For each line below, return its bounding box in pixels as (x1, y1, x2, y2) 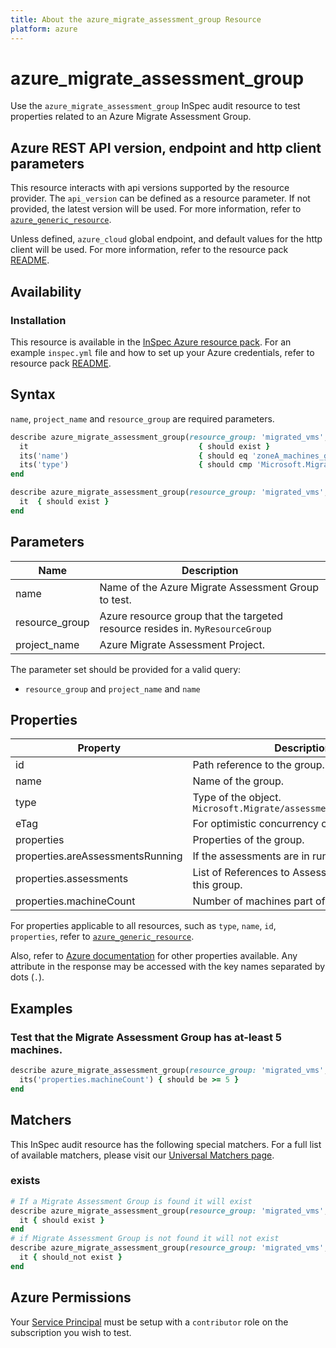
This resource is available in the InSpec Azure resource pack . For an (10, 336, 292, 348)
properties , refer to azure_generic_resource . (10, 931, 195, 943)
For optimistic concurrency (192, 817, 320, 831)
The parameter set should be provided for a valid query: (10, 663, 242, 675)
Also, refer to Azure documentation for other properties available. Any (10, 950, 298, 962)
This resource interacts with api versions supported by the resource (10, 182, 290, 194)
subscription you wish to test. (10, 1326, 132, 1338)
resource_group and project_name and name (24, 682, 201, 695)
